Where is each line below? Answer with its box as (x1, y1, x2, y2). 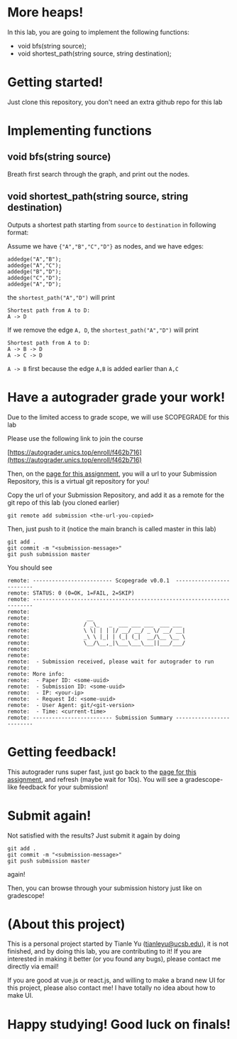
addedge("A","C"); (7, 261, 62, 269)
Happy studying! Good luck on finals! (7, 1016, 231, 1033)
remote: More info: (7, 670, 65, 677)
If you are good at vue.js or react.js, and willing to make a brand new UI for (7, 976, 226, 985)
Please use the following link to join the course (7, 434, 143, 442)
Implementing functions (7, 122, 153, 139)
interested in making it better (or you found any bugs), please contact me (7, 955, 221, 964)
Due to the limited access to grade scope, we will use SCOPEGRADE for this (7, 412, 229, 421)
